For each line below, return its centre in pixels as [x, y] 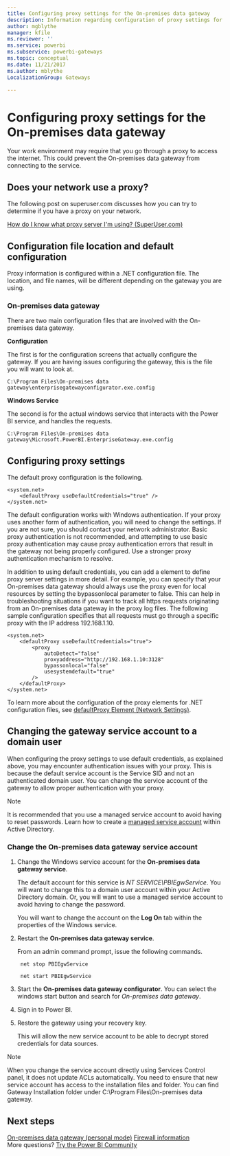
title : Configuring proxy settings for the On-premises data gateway [109, 13]
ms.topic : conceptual [38, 58]
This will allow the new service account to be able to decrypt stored [113, 1036]
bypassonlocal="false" [76, 666]
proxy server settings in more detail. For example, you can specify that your [114, 579]
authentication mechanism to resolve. [60, 559]
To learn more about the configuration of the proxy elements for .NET [105, 702]
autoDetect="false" [71, 654]
